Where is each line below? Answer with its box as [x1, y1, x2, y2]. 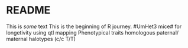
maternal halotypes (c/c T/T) [6, 35, 76, 42]
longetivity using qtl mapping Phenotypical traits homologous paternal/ [6, 29, 179, 36]
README [6, 4, 51, 17]
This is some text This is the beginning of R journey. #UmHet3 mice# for [6, 23, 182, 30]
